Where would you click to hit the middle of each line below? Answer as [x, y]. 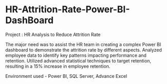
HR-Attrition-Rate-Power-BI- [68, 9]
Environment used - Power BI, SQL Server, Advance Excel [66, 76]
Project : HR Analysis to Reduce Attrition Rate [53, 34]
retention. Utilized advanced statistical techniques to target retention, [78, 60]
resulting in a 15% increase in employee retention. [58, 66]
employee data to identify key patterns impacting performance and [76, 55]
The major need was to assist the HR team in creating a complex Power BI [83, 44]
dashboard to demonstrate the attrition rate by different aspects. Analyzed [84, 50]
